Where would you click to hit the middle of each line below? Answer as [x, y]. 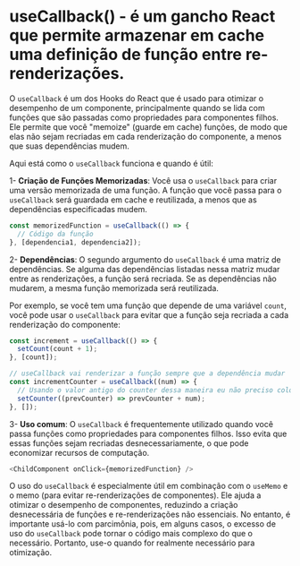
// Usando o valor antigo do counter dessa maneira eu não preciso [146, 390]
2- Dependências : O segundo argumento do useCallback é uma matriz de [145, 259]
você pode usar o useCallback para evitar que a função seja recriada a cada [149, 314]
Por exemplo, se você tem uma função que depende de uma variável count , [148, 305]
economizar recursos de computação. [79, 452]
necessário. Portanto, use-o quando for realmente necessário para [132, 543]
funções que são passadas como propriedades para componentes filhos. [144, 117]
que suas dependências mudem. [69, 146]
